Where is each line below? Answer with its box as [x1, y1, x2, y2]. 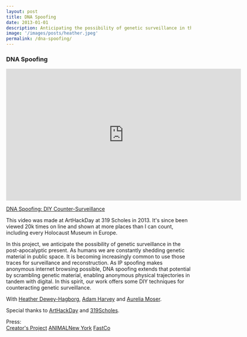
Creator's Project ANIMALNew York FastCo [6, 325, 110, 332]
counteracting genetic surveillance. [6, 284, 92, 291]
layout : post [6, 8, 38, 15]
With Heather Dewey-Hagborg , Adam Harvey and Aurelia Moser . [6, 295, 162, 302]
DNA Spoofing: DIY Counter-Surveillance [6, 206, 106, 213]
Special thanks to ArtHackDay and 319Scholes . [6, 307, 120, 314]
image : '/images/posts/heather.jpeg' [6, 30, 99, 36]
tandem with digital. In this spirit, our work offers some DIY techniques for [6, 278, 185, 285]
